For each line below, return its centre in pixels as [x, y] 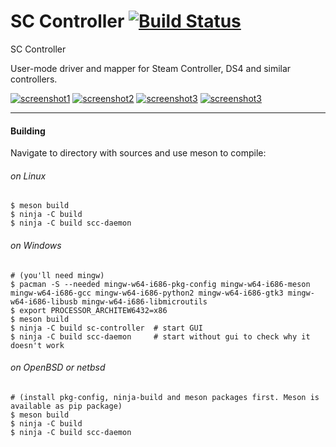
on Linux [28, 176]
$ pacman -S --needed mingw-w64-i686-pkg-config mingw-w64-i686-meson [160, 284]
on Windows [36, 245]
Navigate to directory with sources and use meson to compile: [138, 153]
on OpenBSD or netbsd [58, 367]
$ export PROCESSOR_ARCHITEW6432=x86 [89, 310]
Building [28, 131]
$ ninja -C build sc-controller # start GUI [106, 328]
